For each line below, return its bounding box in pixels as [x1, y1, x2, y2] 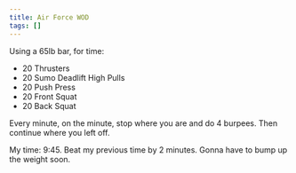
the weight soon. [9, 153, 71, 164]
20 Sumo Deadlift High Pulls [21, 72, 125, 83]
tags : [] [9, 21, 42, 30]
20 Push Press [21, 82, 76, 92]
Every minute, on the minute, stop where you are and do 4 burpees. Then [9, 117, 278, 129]
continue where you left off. [9, 127, 110, 138]
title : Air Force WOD [9, 12, 90, 22]
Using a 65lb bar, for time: [9, 45, 105, 56]
